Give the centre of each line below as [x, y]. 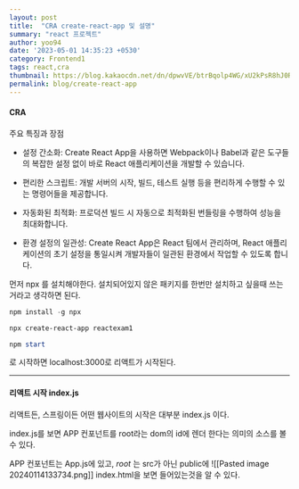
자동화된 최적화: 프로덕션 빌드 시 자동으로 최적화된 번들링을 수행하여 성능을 [152, 212]
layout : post [33, 17]
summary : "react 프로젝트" [56, 34]
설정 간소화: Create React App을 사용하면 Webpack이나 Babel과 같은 [144, 152]
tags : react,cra [39, 68]
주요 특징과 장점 [37, 133]
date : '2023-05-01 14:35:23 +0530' [75, 51]
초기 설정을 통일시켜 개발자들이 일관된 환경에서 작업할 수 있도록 [162, 253]
